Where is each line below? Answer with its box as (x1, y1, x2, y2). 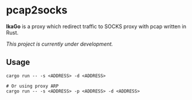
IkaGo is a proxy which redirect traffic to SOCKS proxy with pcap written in (6, 23, 186, 30)
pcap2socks (6, 4, 68, 17)
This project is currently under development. (6, 40, 113, 47)
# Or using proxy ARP (6, 83, 59, 89)
